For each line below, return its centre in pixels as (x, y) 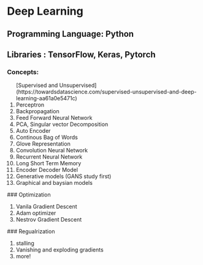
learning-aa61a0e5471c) (46, 99)
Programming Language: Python (71, 34)
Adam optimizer (36, 213)
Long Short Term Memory (48, 163)
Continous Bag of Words (47, 137)
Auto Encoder (33, 131)
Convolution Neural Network (52, 151)
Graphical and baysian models (54, 183)
